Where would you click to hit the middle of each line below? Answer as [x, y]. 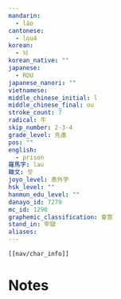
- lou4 [26, 38]
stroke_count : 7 [35, 113]
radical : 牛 [27, 120]
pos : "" [21, 142]
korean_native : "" [39, 61]
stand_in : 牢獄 [32, 224]
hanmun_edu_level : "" [44, 194]
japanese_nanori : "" [43, 83]
